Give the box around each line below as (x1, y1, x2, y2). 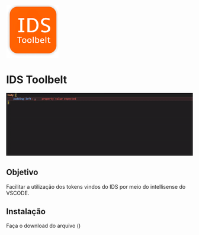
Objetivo (6, 167, 38, 177)
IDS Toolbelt (6, 73, 68, 87)
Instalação (6, 207, 46, 217)
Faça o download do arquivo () (6, 222, 81, 230)
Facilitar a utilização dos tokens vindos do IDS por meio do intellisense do (6, 183, 186, 190)
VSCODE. (6, 189, 30, 196)
